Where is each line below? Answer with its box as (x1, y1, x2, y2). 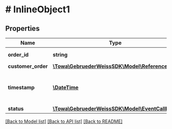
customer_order (8, 63, 48, 70)
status (8, 105, 24, 112)
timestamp (8, 84, 35, 91)
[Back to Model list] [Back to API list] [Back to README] (5, 118, 123, 124)
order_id (8, 51, 29, 58)
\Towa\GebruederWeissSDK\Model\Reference (53, 63, 168, 70)
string (53, 51, 68, 58)
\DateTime (53, 84, 79, 91)
